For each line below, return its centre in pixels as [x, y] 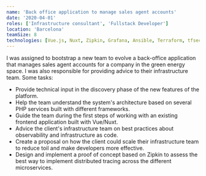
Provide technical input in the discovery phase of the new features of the [107, 89]
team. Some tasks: [30, 78]
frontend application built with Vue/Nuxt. [67, 122]
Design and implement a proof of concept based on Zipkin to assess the [106, 155]
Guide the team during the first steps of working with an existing [96, 115]
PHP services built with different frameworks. [73, 109]
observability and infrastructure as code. [67, 135]
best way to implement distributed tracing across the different [93, 161]
